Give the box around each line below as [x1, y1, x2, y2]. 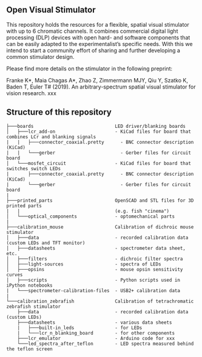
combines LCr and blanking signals [6, 133, 96, 140]
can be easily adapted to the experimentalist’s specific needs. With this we [6, 40, 193, 47]
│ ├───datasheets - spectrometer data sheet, [6, 245, 186, 251]
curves [6, 272, 23, 278]
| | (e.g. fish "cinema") [6, 208, 170, 214]
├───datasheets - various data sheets [17, 319, 172, 325]
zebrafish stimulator [6, 303, 61, 310]
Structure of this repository [6, 107, 112, 118]
